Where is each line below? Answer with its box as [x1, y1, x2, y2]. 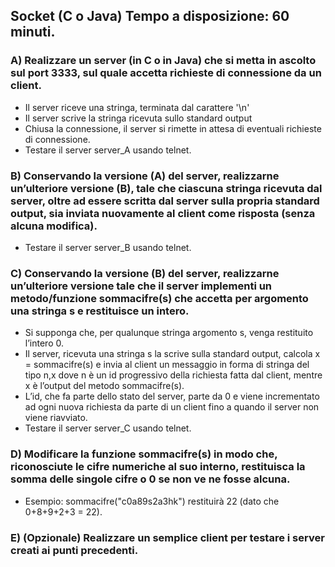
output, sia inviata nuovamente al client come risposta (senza [10, 206, 316, 220]
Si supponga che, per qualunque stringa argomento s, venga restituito [24, 327, 314, 339]
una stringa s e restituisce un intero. [10, 304, 190, 318]
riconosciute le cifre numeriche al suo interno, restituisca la [10, 460, 306, 474]
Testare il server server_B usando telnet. [24, 241, 192, 253]
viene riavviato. [24, 412, 88, 424]
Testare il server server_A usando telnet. [24, 144, 192, 156]
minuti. [10, 24, 56, 41]
